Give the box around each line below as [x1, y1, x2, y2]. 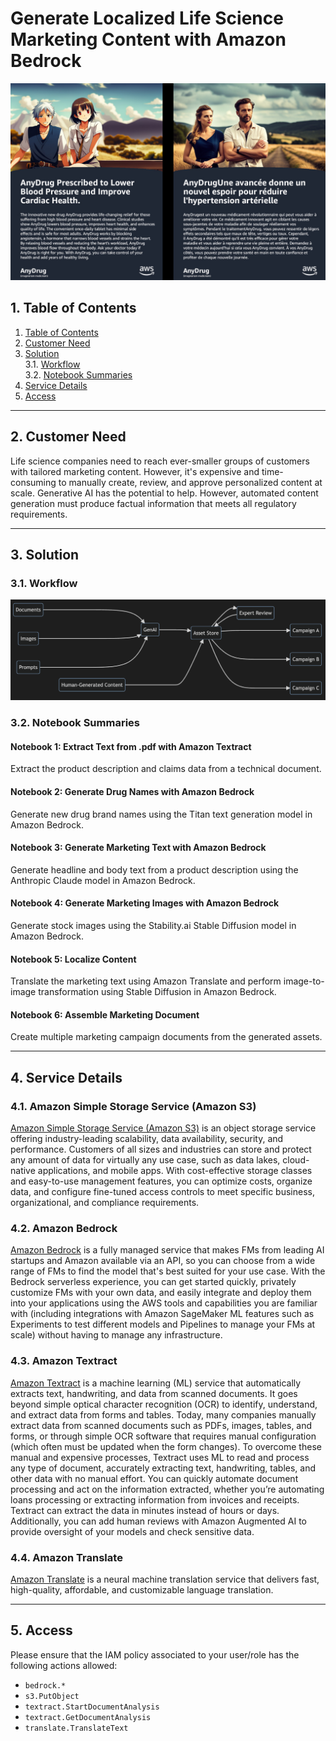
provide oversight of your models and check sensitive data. [10, 1525, 255, 1537]
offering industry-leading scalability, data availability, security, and [10, 1133, 284, 1145]
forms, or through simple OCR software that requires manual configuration [10, 1430, 317, 1442]
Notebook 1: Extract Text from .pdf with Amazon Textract [10, 740, 252, 752]
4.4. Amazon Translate [10, 1550, 123, 1564]
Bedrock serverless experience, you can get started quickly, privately [10, 1276, 297, 1288]
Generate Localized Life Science [10, 7, 284, 30]
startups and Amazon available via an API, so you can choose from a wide [10, 1255, 316, 1267]
